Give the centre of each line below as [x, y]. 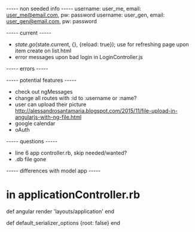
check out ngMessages [44, 92]
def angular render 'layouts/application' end [60, 211]
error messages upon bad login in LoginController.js [79, 57]
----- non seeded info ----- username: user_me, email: [74, 9]
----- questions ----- [32, 141]
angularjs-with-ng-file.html [48, 117]
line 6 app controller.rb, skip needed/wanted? [71, 153]
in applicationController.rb [73, 195]
